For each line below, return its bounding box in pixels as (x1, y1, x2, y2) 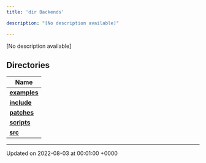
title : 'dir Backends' (6, 9, 64, 15)
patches (9, 108, 34, 117)
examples (9, 88, 39, 97)
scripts (9, 118, 31, 127)
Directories (6, 59, 50, 70)
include (9, 99, 32, 107)
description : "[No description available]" (6, 20, 120, 26)
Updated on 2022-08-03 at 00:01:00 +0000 (6, 150, 118, 157)
